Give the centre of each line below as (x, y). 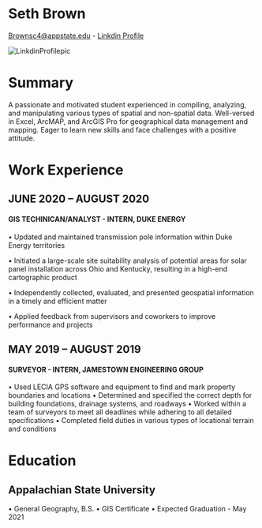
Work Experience (66, 170)
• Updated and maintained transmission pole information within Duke (120, 237)
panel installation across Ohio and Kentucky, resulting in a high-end (118, 268)
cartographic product (43, 277)
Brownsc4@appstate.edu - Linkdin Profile (76, 36)
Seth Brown (47, 14)
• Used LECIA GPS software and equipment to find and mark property (122, 387)
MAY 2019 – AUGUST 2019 (75, 349)
